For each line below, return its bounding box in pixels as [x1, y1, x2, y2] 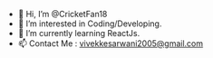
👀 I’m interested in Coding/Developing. [17, 18, 162, 29]
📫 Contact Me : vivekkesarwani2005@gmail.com [17, 38, 204, 49]
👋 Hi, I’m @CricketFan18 [17, 9, 108, 19]
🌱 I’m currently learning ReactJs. [17, 28, 140, 38]
